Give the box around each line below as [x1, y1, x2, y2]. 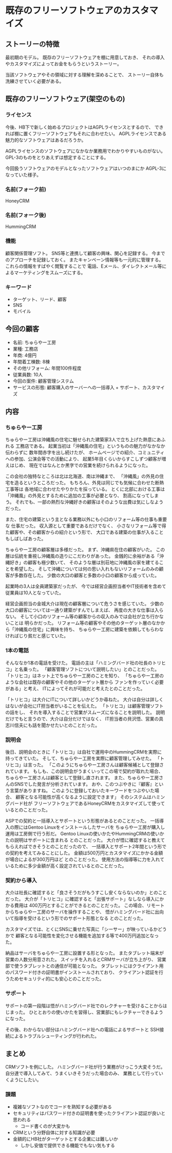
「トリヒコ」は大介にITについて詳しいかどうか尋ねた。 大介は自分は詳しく [5, 696, 164, 703]
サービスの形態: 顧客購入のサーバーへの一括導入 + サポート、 [12, 384, 143, 390]
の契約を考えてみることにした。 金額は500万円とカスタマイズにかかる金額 [5, 850, 163, 856]
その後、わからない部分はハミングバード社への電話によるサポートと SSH [5, 1026, 160, 1033]
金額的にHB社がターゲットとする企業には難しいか [12, 1135, 118, 1142]
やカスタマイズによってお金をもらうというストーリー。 [5, 61, 122, 67]
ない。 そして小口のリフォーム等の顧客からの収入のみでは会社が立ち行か [5, 614, 160, 620]
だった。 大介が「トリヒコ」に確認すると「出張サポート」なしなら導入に [5, 896, 160, 902]
